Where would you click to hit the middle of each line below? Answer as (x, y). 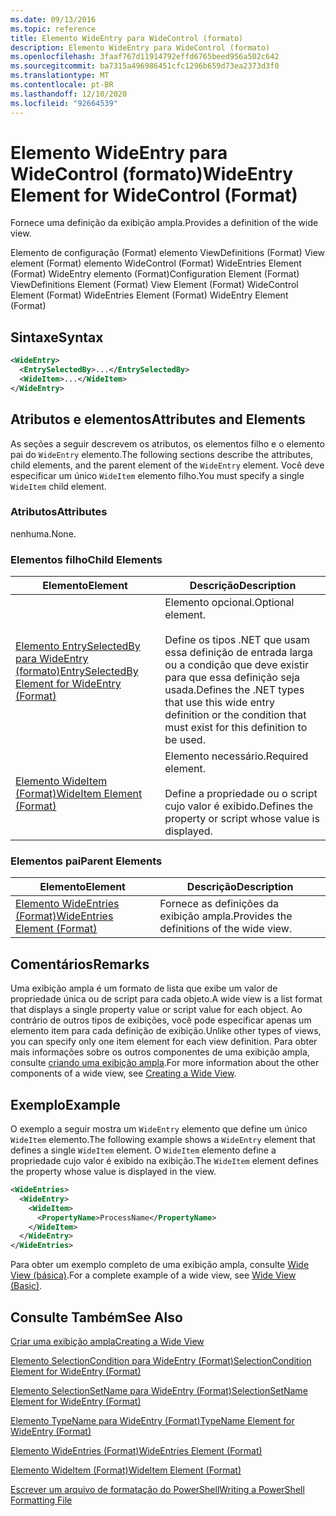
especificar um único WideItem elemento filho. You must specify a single (157, 475)
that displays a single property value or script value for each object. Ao (156, 1010)
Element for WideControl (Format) (154, 195)
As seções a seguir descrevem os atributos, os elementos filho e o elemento (167, 443)
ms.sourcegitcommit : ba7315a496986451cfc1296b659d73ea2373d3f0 (145, 66)
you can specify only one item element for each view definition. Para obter (164, 1042)
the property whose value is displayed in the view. (113, 1172)
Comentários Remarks (80, 964)
